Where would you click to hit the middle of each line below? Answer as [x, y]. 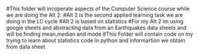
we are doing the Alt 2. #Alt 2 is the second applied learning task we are [95, 15]
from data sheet [26, 47]
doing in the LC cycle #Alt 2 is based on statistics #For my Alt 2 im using [95, 21]
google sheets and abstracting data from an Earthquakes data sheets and [96, 27]
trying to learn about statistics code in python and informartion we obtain [96, 40]
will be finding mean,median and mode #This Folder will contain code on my [100, 34]
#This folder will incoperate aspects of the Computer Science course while [98, 9]
